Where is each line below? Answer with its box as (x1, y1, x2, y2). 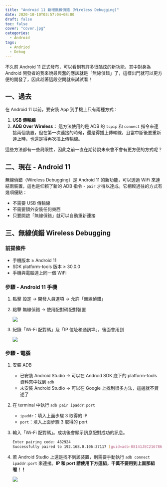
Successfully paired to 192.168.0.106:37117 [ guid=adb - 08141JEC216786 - (12, 444, 165, 449)
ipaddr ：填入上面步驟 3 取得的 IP (19, 413, 88, 419)
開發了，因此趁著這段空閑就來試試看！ (13, 76, 93, 82)
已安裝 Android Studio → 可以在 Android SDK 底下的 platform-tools (19, 373, 157, 379)
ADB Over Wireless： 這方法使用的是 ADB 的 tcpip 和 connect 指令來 (12, 123, 155, 129)
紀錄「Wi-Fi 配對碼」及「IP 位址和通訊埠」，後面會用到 (12, 327, 124, 333)
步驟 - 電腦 (5, 350, 31, 357)
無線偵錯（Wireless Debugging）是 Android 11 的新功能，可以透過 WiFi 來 (5, 177, 156, 183)
